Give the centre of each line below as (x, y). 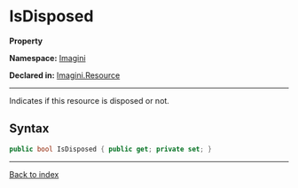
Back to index (34, 174)
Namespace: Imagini (47, 58)
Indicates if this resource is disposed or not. (90, 100)
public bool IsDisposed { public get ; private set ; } (111, 149)
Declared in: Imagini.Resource (65, 75)
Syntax (29, 129)
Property (26, 41)
